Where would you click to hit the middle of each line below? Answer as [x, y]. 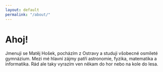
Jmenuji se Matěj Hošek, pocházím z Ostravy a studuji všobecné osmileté [81, 53]
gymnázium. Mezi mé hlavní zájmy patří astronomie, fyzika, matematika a [81, 59]
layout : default [22, 10]
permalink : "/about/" [28, 15]
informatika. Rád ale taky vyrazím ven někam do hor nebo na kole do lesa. [82, 64]
